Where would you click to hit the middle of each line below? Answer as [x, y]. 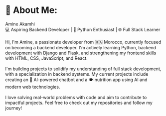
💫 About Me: [31, 10]
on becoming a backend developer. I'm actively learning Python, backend [81, 47]
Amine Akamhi [20, 24]
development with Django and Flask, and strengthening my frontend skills [81, 53]
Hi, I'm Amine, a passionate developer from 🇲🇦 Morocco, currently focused [83, 42]
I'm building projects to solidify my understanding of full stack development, [83, 69]
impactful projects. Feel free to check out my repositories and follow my [79, 103]
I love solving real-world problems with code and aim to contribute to [76, 97]
